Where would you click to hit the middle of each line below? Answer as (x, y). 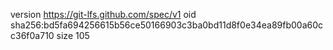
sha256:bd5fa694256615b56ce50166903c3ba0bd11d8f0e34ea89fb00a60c (167, 25)
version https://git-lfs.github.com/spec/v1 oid (103, 14)
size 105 (73, 35)
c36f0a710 (32, 35)
